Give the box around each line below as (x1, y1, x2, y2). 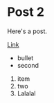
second (17, 61, 39, 69)
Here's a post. (7, 27, 47, 35)
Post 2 (7, 4, 45, 20)
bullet (17, 53, 34, 62)
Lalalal (17, 89, 36, 97)
